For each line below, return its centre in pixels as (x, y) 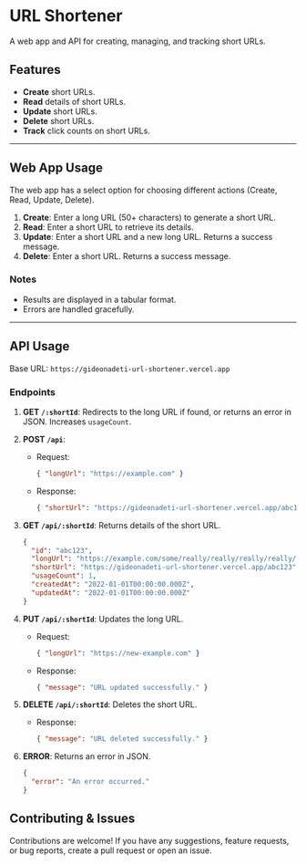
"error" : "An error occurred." (91, 782)
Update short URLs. (60, 111)
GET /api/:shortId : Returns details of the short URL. (122, 525)
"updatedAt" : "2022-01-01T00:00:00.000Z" (111, 593)
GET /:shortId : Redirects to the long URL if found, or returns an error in (157, 412)
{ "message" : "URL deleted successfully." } (122, 739)
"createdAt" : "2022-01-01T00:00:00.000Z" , (113, 585)
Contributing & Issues (72, 819)
